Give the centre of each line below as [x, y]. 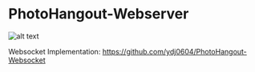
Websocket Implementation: [55, 51]
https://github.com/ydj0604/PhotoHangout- [174, 51]
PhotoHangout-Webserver [99, 14]
